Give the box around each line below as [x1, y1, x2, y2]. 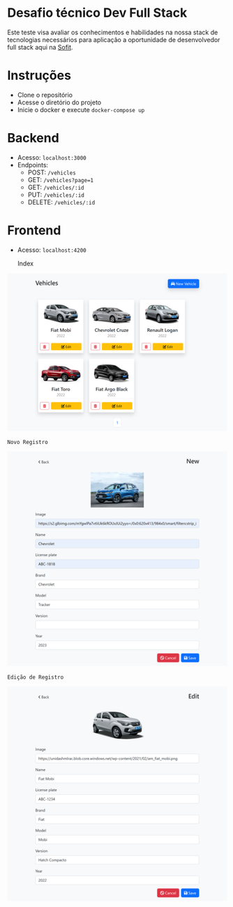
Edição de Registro [7, 674, 64, 681]
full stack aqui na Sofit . [7, 43, 73, 51]
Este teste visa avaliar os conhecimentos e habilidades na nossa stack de [7, 28, 218, 36]
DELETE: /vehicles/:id [27, 198, 96, 206]
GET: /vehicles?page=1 [27, 175, 94, 184]
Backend [7, 130, 59, 146]
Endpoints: [17, 160, 49, 169]
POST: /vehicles [27, 168, 77, 176]
